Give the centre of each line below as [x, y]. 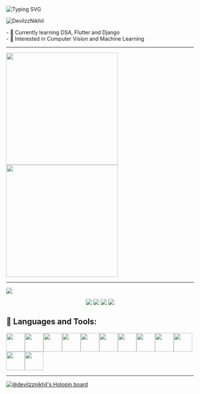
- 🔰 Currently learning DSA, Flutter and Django [63, 32]
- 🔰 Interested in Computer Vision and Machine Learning [75, 39]
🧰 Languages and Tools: [51, 322]
